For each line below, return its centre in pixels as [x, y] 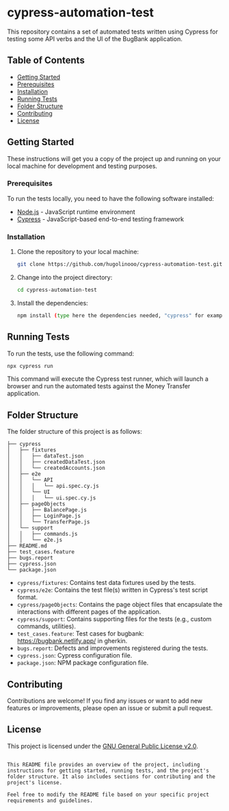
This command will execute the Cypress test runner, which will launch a [108, 379]
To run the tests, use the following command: [71, 353]
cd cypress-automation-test [57, 290]
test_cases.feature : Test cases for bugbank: [80, 634]
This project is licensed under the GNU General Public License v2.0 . [103, 746]
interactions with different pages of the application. [89, 612]
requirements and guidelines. [50, 800]
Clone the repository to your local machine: [78, 252]
